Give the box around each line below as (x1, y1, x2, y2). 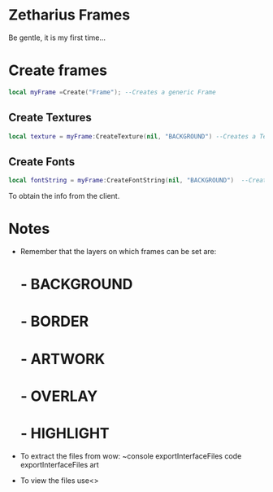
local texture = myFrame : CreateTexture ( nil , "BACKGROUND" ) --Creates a (8, 132, 256, 140)
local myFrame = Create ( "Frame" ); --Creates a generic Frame (8, 88, 217, 96)
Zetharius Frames (8, 6, 131, 24)
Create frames (8, 61, 108, 80)
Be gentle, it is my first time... (8, 33, 106, 42)
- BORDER (19, 312, 89, 331)
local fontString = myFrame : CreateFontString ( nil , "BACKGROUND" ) (8, 177, 234, 185)
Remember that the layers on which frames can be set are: (19, 247, 217, 257)
